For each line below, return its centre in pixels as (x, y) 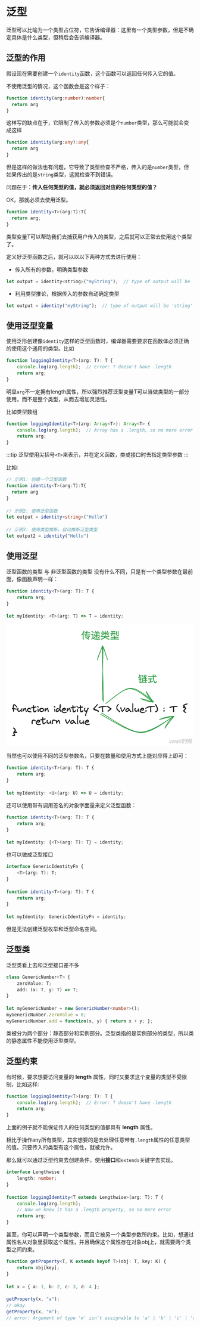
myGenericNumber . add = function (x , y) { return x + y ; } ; (79, 1021)
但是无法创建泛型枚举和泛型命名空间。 (53, 929)
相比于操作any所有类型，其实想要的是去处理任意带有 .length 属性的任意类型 (98, 1140)
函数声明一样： (40, 579)
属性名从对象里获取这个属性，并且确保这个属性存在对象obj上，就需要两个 (96, 1242)
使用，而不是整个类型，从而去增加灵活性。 (58, 399)
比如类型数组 (22, 411)
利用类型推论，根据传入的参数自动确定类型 (67, 293)
